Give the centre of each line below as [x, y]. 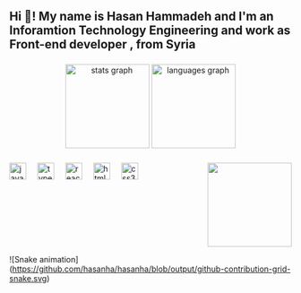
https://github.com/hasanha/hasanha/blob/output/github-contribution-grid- [151, 269]
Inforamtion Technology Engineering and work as [150, 31]
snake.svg [28, 279]
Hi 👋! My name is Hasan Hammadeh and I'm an [142, 17]
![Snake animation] [44, 260]
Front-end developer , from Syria [103, 44]
